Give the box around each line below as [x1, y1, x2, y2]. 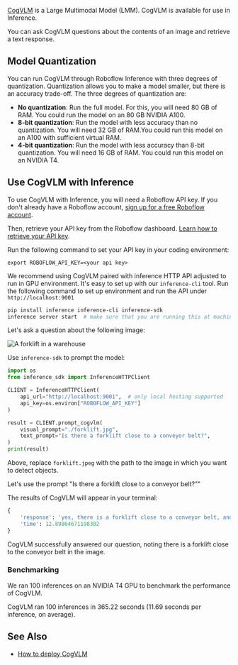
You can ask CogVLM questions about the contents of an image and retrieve [7, 28, 230, 35]
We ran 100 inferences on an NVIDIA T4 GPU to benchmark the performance [7, 581, 231, 590]
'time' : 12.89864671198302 [20, 520, 100, 527]
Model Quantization [7, 55, 97, 67]
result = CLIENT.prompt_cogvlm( [7, 419, 103, 427]
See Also [7, 631, 47, 643]
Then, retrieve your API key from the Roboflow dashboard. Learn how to [7, 224, 217, 233]
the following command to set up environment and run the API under [7, 287, 208, 295]
